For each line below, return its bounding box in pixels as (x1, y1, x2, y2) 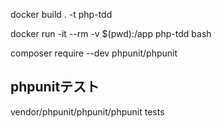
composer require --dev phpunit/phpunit (10, 47, 178, 59)
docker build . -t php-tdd (10, 9, 113, 20)
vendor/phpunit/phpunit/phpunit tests (10, 105, 165, 118)
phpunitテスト (10, 79, 100, 96)
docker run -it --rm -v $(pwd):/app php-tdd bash (10, 28, 212, 39)
